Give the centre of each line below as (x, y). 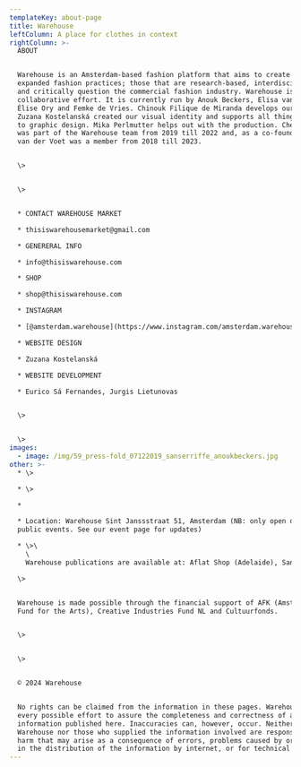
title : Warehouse (42, 26)
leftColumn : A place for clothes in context (94, 34)
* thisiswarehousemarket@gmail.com (84, 229)
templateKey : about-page (56, 17)
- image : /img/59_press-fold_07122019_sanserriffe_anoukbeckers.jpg (148, 456)
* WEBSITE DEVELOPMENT (60, 375)
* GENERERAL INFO (50, 246)
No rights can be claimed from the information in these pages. (140, 707)
